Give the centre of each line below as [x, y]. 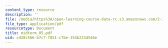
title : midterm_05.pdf [29, 33]
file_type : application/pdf [34, 24]
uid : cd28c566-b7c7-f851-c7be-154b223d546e [51, 38]
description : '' [22, 14]
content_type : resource [30, 10]
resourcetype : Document [30, 28]
